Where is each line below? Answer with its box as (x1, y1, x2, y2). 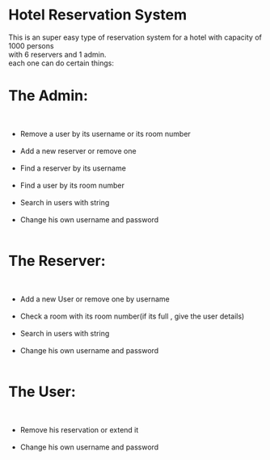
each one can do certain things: (8, 58, 115, 68)
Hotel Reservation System (8, 6, 188, 24)
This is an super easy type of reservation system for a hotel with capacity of (8, 32, 263, 42)
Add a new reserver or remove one (19, 146, 137, 155)
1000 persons (8, 40, 54, 50)
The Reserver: (8, 252, 107, 270)
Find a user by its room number (19, 180, 125, 190)
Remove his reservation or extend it (19, 424, 139, 434)
